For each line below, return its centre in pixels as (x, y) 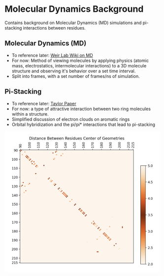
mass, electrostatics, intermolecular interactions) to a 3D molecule (79, 65)
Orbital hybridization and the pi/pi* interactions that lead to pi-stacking (83, 124)
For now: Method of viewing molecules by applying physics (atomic (80, 61)
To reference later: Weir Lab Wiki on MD (52, 55)
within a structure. (30, 114)
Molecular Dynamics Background (74, 9)
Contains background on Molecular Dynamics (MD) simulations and (73, 23)
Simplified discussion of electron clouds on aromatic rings (71, 119)
